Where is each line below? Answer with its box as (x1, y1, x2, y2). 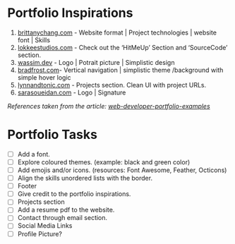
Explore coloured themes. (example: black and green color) (17, 157, 191, 166)
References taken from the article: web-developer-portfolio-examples (7, 102, 210, 110)
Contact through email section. (17, 214, 108, 222)
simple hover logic (17, 73, 72, 82)
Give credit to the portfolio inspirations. (17, 190, 131, 198)
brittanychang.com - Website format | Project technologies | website (17, 28, 217, 37)
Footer (17, 182, 37, 190)
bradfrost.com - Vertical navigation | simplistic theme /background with (17, 66, 224, 74)
